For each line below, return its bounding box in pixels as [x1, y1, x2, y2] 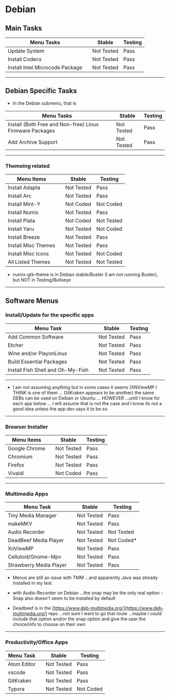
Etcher [8, 342, 24, 349]
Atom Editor [8, 660, 36, 667]
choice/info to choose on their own [12, 621, 86, 627]
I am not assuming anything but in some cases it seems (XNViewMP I [12, 384, 157, 390]
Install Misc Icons [8, 250, 49, 257]
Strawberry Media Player [8, 562, 67, 569]
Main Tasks [5, 24, 42, 33]
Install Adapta [8, 184, 40, 191]
